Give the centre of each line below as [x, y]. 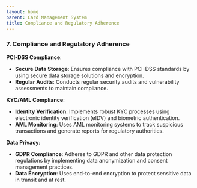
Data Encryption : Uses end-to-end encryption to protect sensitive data [103, 173]
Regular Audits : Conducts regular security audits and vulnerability [97, 81]
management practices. [44, 167]
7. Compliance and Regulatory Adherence [68, 44]
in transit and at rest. [40, 180]
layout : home [23, 12]
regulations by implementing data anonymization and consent [91, 160]
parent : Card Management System [47, 17]
